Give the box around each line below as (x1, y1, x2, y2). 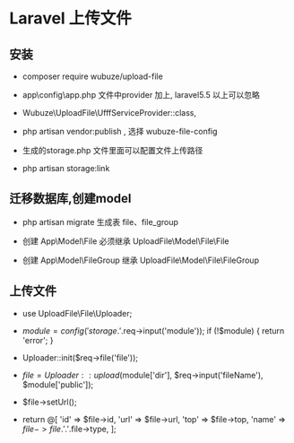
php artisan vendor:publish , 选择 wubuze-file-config (22, 126, 218, 136)
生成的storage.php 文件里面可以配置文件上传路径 (22, 145, 203, 155)
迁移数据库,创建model (9, 191, 132, 206)
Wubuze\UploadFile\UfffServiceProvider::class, (22, 108, 197, 117)
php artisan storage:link (22, 163, 110, 173)
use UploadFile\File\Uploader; (22, 308, 133, 318)
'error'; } (22, 334, 54, 345)
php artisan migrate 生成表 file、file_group (22, 216, 179, 227)
